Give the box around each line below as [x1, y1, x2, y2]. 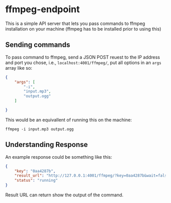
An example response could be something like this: [5, 154, 112, 160]
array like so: [5, 65, 33, 71]
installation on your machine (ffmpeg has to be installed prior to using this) [5, 25, 161, 32]
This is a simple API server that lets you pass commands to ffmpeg [5, 20, 146, 26]
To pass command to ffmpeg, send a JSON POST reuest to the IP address [5, 54, 160, 60]
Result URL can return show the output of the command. [5, 192, 124, 198]
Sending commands [5, 41, 70, 49]
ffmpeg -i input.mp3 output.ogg [5, 126, 74, 132]
